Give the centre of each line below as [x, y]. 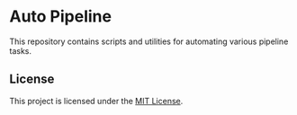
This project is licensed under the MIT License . [96, 101]
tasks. [21, 50]
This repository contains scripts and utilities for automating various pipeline [149, 41]
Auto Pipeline [61, 17]
